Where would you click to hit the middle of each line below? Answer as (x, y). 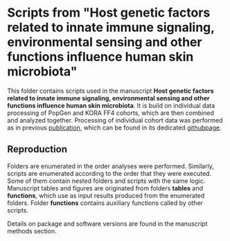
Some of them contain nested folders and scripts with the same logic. (106, 181)
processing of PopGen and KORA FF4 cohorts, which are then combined (111, 113)
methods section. (32, 231)
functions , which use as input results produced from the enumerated (106, 195)
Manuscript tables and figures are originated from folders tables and (105, 188)
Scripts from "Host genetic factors (109, 13)
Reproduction (37, 149)
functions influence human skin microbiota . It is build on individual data (111, 105)
